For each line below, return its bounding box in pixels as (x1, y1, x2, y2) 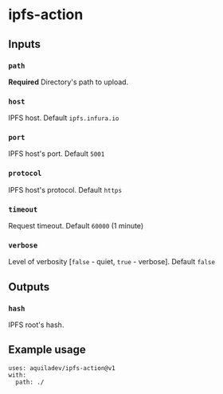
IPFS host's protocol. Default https (8, 185, 122, 194)
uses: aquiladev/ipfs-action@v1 (8, 364, 115, 372)
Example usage (8, 343, 86, 357)
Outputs (8, 280, 50, 294)
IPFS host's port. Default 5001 (8, 149, 105, 158)
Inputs (8, 37, 41, 51)
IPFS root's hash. (8, 320, 65, 330)
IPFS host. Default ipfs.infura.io (8, 113, 119, 123)
